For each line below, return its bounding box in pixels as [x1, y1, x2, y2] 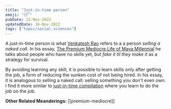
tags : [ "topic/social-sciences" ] [5, 26, 77, 32]
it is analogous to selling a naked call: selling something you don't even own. [5, 77, 166, 84]
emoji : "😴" [5, 12, 32, 17]
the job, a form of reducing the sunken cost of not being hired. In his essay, [5, 72, 163, 78]
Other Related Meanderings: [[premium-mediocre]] [5, 98, 115, 104]
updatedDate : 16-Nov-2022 [5, 21, 60, 27]
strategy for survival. [5, 57, 49, 63]
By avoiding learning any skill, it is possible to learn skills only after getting [5, 67, 162, 73]
